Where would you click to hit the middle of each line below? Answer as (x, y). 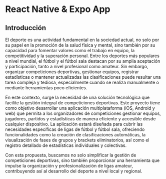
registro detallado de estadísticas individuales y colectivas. (66, 145)
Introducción (26, 28)
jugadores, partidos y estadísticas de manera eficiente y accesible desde (80, 119)
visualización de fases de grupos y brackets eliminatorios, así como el (77, 140)
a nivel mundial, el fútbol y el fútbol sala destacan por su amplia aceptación (83, 61)
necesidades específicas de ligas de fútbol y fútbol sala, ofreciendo (75, 129)
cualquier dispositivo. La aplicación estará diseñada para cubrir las (74, 124)
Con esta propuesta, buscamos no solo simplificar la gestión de (71, 155)
